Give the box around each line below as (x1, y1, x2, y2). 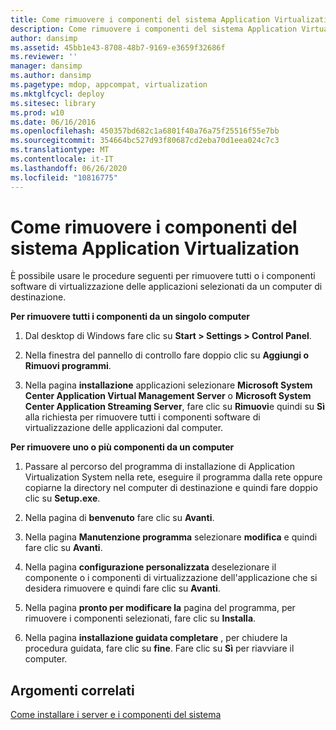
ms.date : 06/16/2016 (10, 117, 97, 127)
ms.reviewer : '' (10, 52, 78, 62)
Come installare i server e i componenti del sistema (10, 709, 222, 721)
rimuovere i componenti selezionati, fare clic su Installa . (24, 612, 257, 625)
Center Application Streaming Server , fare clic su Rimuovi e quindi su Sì (24, 401, 325, 413)
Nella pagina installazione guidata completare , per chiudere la (24, 632, 288, 644)
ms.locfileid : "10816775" (10, 172, 118, 183)
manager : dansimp (10, 61, 83, 71)
